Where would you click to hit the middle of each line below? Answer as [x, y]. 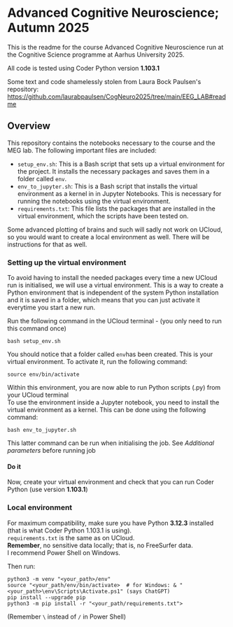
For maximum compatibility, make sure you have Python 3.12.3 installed [111, 523]
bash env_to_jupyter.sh [42, 430]
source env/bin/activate [43, 375]
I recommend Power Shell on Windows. [64, 552]
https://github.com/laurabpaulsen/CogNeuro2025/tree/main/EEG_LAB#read [116, 97]
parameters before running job [51, 451]
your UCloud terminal [38, 395]
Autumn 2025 [48, 28]
